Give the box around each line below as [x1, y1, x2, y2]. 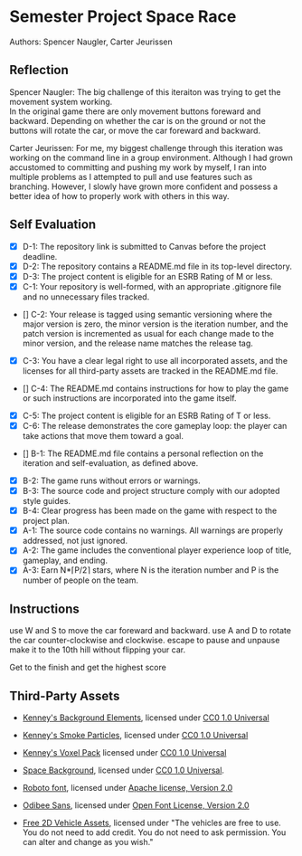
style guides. [22, 496, 71, 507]
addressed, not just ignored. [22, 536, 128, 547]
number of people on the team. [22, 575, 138, 585]
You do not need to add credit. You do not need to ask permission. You [22, 827, 287, 838]
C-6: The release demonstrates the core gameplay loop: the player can [22, 420, 288, 431]
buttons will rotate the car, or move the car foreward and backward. [9, 125, 260, 136]
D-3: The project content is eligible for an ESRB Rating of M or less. [22, 271, 273, 281]
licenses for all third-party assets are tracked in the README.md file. [22, 365, 278, 376]
